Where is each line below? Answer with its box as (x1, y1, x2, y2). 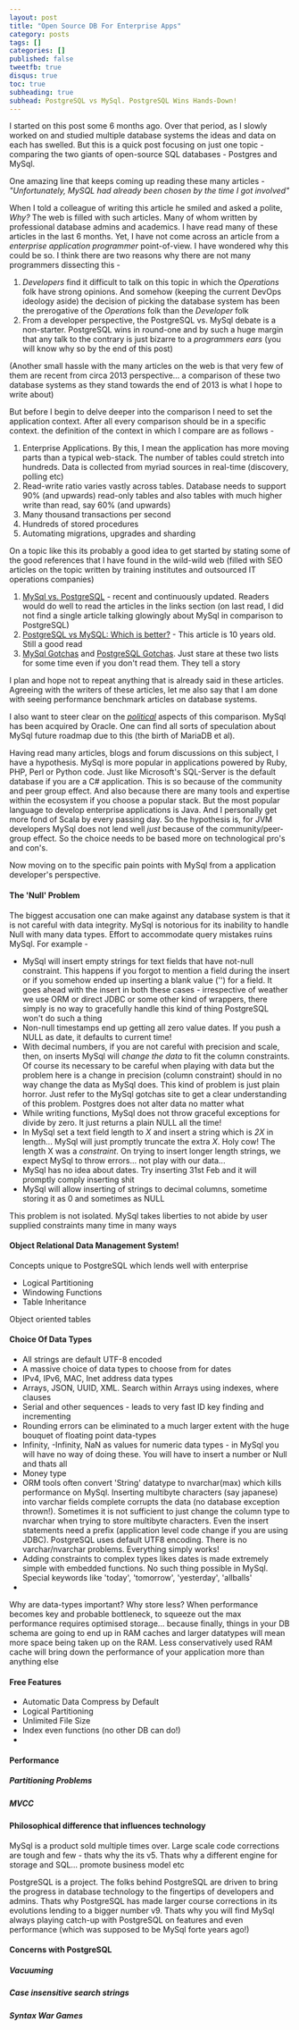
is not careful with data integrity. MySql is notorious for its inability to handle (9, 919, 289, 930)
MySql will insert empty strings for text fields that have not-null (21, 955, 254, 966)
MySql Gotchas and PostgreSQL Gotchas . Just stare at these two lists (21, 649, 279, 659)
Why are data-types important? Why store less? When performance (9, 1598, 259, 1609)
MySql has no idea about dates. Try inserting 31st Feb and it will (21, 1164, 257, 1175)
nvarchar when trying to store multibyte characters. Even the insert (21, 1515, 270, 1526)
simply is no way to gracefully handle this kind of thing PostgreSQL (21, 1002, 270, 1014)
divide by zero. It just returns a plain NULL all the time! (21, 1117, 222, 1128)
